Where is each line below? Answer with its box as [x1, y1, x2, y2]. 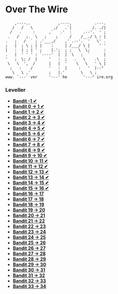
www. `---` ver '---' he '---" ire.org [5, 74, 113, 80]
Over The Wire [5, 4, 68, 15]
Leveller [5, 86, 26, 93]
